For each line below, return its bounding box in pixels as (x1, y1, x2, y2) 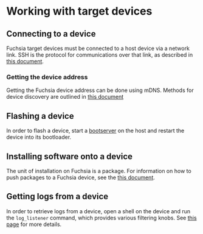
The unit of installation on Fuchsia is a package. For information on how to (6, 167, 191, 174)
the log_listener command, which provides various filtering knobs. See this (6, 214, 197, 221)
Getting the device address (6, 73, 88, 81)
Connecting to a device (6, 29, 96, 39)
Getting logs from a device (6, 191, 109, 202)
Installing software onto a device (6, 151, 132, 161)
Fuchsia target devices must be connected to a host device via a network (6, 44, 190, 52)
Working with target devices (6, 4, 153, 18)
